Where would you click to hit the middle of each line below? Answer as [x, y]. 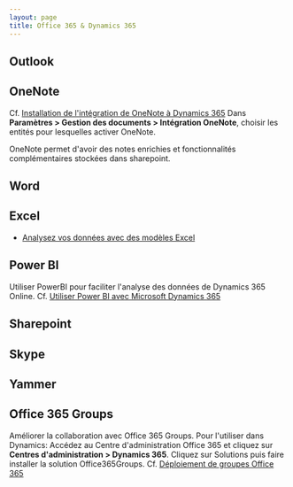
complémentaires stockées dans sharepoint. [90, 158]
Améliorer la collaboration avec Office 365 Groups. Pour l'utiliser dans [136, 436]
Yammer [33, 384]
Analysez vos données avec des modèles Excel [108, 237]
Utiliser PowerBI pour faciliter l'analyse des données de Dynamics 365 [137, 286]
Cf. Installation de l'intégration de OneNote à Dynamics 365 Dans [127, 112]
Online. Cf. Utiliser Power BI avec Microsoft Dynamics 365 [115, 296]
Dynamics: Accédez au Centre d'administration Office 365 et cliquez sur [141, 444]
